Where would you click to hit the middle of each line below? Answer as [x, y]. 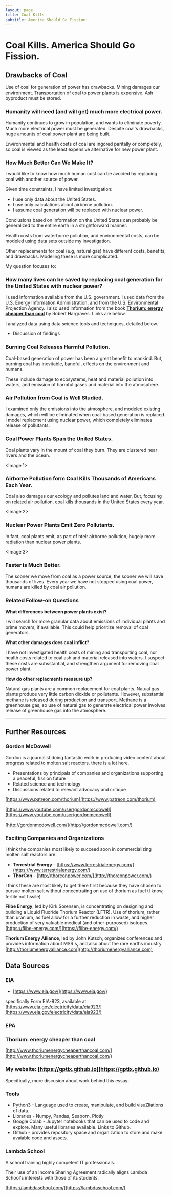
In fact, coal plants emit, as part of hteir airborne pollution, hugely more [80, 536]
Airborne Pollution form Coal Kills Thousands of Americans [81, 479]
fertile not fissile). [24, 897]
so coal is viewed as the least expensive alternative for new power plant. [82, 149]
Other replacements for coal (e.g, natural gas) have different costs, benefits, [86, 251]
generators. [17, 633]
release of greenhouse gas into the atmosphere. [56, 711]
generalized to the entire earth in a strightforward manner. [66, 225]
